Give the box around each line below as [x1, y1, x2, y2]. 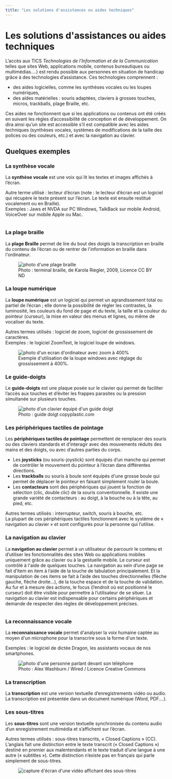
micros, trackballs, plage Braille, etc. [12, 100, 90, 106]
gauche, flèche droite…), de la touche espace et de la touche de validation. [5, 578, 164, 585]
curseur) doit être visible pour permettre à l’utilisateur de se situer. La [5, 589, 151, 595]
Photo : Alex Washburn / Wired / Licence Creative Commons [18, 666, 146, 672]
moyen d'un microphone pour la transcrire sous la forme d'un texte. [5, 635, 148, 641]
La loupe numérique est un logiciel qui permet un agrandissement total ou [5, 297, 163, 303]
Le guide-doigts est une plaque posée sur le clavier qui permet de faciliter [5, 385, 163, 391]
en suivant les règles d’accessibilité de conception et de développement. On [5, 116, 167, 122]
